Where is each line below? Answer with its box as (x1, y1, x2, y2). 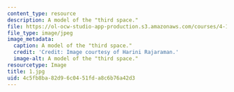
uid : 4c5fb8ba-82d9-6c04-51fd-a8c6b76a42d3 (7, 74, 136, 82)
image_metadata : (7, 36, 54, 43)
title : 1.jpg (7, 68, 45, 75)
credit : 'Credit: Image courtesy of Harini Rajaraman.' (13, 49, 179, 56)
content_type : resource (7, 10, 77, 17)
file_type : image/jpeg (7, 29, 73, 37)
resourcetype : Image (7, 62, 68, 68)
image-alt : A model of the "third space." (13, 55, 139, 62)
